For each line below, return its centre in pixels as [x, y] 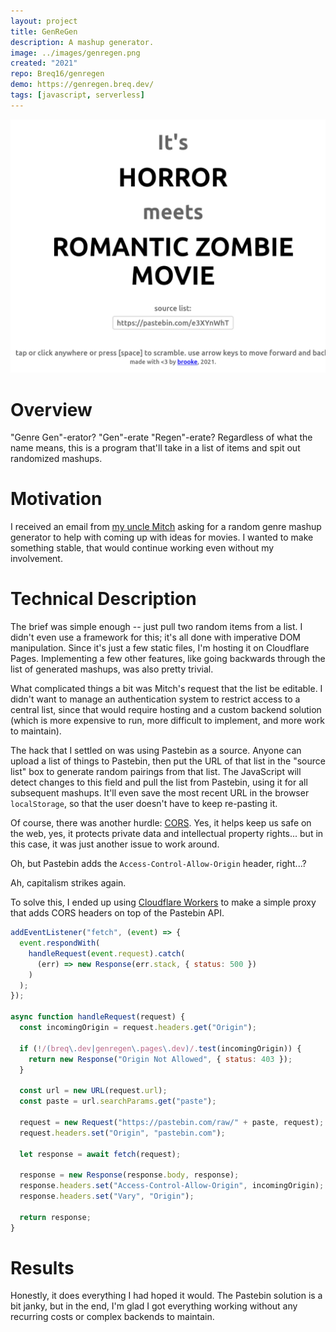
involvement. [36, 559]
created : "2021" [44, 63]
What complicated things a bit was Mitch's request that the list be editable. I [166, 689]
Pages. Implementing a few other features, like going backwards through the [168, 659]
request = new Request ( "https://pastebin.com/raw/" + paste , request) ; [172, 1122]
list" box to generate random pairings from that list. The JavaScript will [156, 772]
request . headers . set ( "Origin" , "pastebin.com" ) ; [122, 1133]
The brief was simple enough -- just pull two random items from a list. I [156, 627]
